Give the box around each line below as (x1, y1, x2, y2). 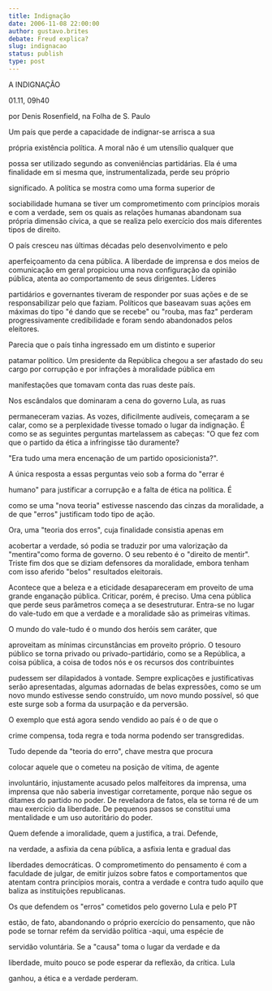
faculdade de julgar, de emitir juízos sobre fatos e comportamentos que (8, 868, 248, 878)
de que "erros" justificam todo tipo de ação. (8, 509, 156, 519)
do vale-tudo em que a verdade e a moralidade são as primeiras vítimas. (8, 608, 251, 618)
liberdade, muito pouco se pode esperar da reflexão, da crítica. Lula (8, 958, 235, 967)
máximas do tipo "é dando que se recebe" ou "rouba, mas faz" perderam (8, 306, 253, 316)
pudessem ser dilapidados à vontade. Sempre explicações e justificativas (8, 673, 254, 682)
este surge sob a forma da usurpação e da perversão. (8, 699, 189, 708)
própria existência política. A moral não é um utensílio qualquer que (8, 143, 234, 152)
